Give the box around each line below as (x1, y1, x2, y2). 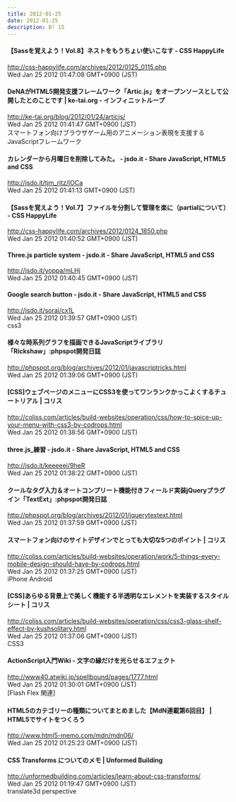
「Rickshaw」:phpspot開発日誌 (7, 347, 101, 355)
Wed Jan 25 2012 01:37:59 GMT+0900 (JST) (7, 518, 138, 527)
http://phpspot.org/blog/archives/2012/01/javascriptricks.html (7, 363, 187, 372)
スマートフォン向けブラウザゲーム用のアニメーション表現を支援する (7, 128, 205, 137)
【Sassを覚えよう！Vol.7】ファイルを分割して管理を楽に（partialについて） (7, 203, 230, 211)
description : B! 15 (7, 23, 65, 30)
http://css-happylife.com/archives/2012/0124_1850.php (7, 227, 168, 235)
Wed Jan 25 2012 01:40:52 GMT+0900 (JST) (7, 235, 138, 243)
